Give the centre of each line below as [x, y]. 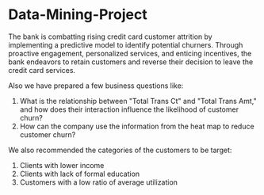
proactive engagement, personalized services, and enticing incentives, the [130, 53]
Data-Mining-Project [78, 15]
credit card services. [42, 70]
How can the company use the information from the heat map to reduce [137, 126]
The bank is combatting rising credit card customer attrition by [110, 36]
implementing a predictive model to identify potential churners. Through [126, 44]
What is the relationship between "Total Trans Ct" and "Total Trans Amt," [138, 101]
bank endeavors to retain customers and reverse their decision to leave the [131, 62]
